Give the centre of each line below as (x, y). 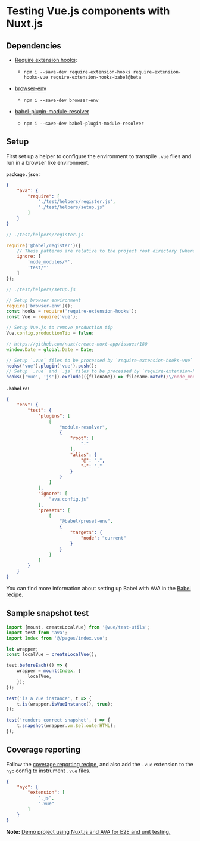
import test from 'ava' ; (37, 633)
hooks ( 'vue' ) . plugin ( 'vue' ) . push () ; (51, 366)
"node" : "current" (104, 538)
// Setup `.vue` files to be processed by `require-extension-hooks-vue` (100, 360)
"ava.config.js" (69, 499)
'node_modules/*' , (50, 262)
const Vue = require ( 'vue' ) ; (42, 317)
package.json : (23, 174)
